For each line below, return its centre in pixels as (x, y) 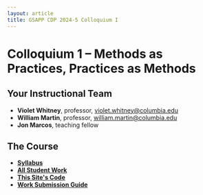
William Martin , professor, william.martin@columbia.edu (97, 117)
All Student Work (42, 170)
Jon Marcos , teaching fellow (58, 125)
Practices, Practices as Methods (101, 68)
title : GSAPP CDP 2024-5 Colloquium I (63, 20)
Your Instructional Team (60, 94)
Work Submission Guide (52, 185)
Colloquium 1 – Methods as (85, 54)
